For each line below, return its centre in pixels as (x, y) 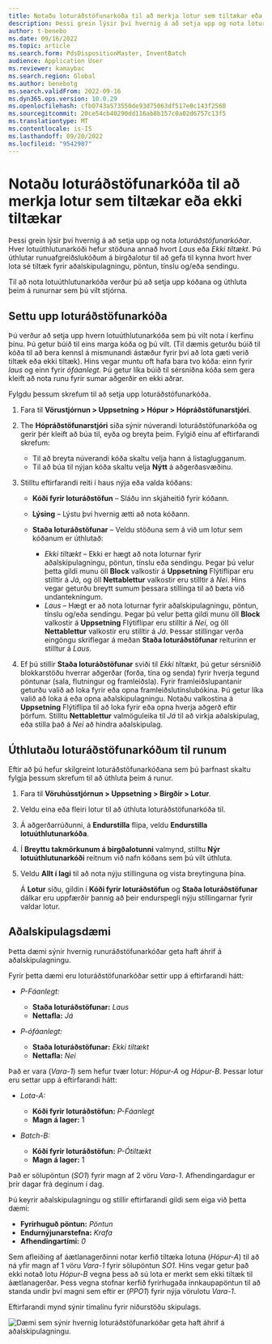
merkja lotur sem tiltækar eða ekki (125, 201)
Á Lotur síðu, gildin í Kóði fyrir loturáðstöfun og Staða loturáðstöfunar (139, 889)
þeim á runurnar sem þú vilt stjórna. (68, 290)
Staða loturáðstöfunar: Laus (81, 1007)
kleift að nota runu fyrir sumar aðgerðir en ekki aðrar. (96, 379)
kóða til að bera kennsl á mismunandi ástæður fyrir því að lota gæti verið (129, 353)
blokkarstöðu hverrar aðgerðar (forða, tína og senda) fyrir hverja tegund (140, 673)
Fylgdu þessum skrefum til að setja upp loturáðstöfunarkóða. (110, 394)
